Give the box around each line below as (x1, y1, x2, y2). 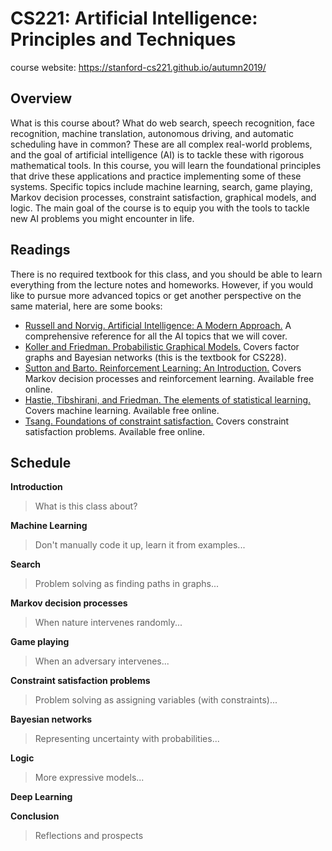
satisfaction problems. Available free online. (24, 425, 206, 437)
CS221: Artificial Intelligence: (10, 7, 258, 30)
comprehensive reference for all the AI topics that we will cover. (24, 330, 288, 342)
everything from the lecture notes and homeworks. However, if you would (10, 278, 314, 291)
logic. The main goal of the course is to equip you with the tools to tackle (10, 202, 310, 214)
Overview (10, 90, 73, 107)
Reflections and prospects (34, 830, 144, 842)
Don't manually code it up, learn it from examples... (34, 539, 246, 551)
